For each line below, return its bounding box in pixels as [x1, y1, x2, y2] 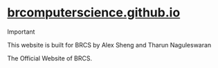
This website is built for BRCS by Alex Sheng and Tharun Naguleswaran [7, 41, 212, 49]
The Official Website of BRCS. [7, 54, 92, 63]
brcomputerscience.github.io [7, 5, 181, 21]
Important [7, 27, 35, 36]
